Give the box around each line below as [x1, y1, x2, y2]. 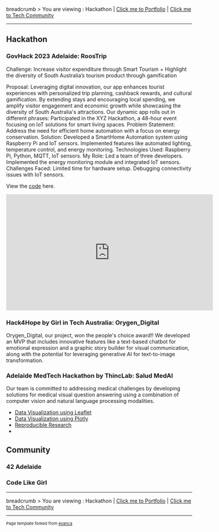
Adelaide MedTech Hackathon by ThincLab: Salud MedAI [6, 372, 173, 380]
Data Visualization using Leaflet [14, 409, 91, 416]
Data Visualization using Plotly [14, 415, 89, 422]
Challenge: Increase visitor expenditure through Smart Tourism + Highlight [6, 65, 187, 73]
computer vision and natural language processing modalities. [6, 398, 155, 405]
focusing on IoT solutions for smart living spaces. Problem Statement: [6, 121, 175, 128]
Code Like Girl [6, 478, 47, 487]
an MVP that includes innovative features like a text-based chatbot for [6, 338, 176, 345]
